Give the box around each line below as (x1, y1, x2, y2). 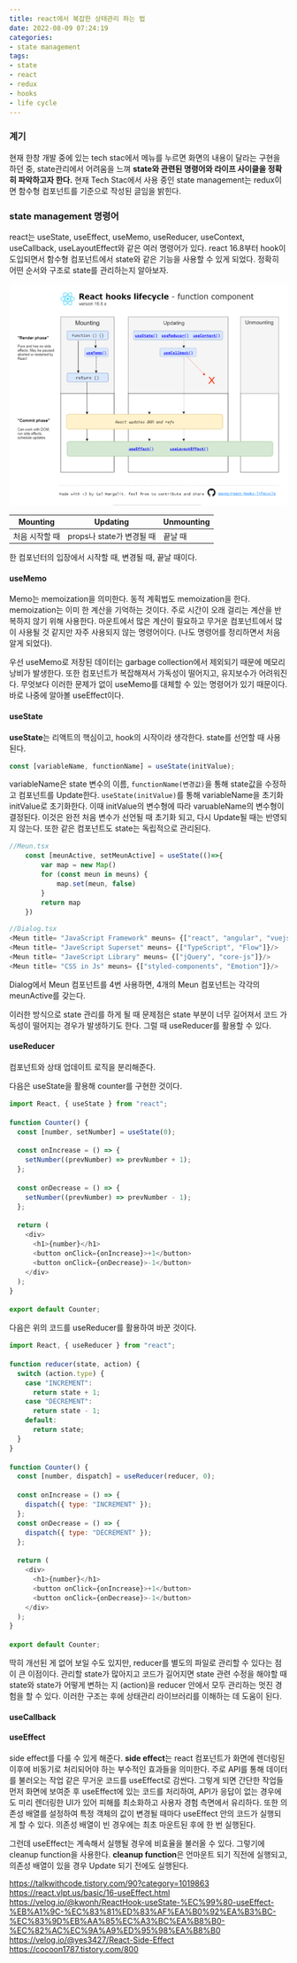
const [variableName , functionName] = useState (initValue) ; (9, 762, 236, 770)
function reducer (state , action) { (9, 1359, 141, 1369)
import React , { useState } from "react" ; (9, 1099, 168, 1108)
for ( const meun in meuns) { (41, 870, 148, 880)
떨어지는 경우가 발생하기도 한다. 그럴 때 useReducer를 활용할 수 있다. (32, 1020, 272, 1030)
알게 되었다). (9, 638, 53, 649)
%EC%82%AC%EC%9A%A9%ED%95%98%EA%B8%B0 (9, 1925, 221, 1936)
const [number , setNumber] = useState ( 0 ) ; (17, 1127, 176, 1137)
